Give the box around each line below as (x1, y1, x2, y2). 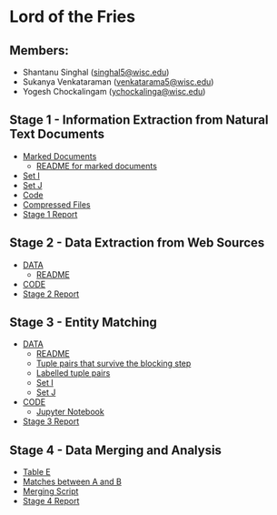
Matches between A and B (22, 476, 123, 488)
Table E (22, 467, 52, 478)
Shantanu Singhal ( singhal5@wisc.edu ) (22, 66, 170, 77)
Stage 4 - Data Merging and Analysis (9, 442, 223, 458)
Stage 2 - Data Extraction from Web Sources (9, 235, 265, 251)
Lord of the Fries (9, 6, 136, 27)
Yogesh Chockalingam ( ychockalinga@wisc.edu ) (22, 86, 206, 96)
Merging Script (22, 486, 79, 497)
